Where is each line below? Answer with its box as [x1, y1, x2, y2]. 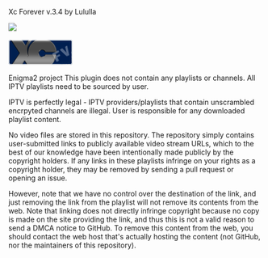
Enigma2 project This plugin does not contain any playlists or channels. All [8, 73, 256, 82]
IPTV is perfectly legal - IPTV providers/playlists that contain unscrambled [8, 97, 255, 107]
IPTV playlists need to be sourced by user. [8, 82, 149, 91]
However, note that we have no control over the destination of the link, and [8, 189, 257, 198]
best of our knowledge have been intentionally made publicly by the [8, 147, 234, 157]
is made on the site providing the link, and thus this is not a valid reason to [8, 214, 255, 224]
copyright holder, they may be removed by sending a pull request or [8, 165, 234, 174]
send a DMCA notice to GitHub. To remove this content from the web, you [8, 223, 253, 233]
